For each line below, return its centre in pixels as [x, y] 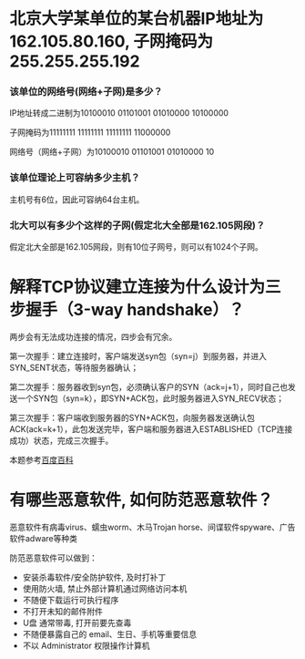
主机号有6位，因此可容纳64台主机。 [77, 199]
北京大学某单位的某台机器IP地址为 [137, 19]
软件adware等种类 [43, 538]
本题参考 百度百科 [41, 460]
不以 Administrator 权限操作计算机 [86, 645]
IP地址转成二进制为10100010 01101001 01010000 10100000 [119, 113]
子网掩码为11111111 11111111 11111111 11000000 [90, 132]
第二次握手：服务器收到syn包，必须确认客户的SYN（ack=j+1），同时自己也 [149, 387]
